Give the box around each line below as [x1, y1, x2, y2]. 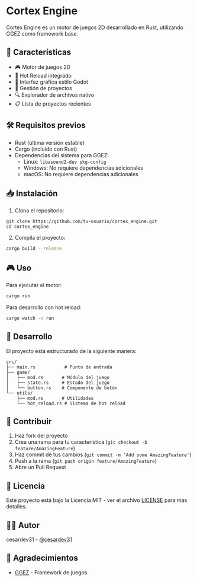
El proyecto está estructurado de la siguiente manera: [6, 347, 137, 354]
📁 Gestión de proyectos [14, 84, 72, 91]
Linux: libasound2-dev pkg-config [23, 158, 106, 165]
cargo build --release [6, 246, 62, 252]
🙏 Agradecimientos [6, 553, 79, 563]
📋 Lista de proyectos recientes [14, 100, 91, 107]
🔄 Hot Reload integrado [14, 72, 72, 79]
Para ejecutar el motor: [6, 282, 62, 289]
